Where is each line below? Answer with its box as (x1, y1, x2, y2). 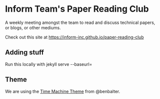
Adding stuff (5, 48, 44, 57)
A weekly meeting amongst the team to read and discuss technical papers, (5, 20, 155, 25)
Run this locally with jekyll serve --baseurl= (5, 61, 93, 67)
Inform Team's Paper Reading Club (5, 3, 149, 15)
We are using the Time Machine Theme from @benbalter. (5, 88, 120, 94)
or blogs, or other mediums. (5, 24, 61, 30)
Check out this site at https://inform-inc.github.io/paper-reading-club (5, 34, 144, 40)
